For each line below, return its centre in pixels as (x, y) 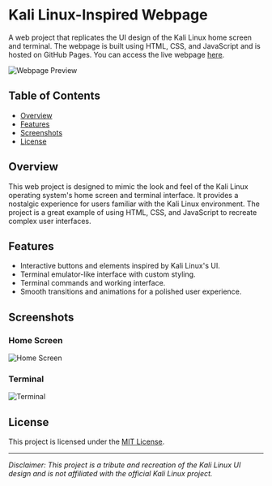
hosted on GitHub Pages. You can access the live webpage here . (117, 54)
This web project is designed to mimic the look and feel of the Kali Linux (128, 186)
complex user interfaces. (50, 221)
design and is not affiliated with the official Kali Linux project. (110, 474)
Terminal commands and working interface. (93, 283)
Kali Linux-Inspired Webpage (108, 15)
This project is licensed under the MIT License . (87, 442)
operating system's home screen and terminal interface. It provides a (123, 195)
